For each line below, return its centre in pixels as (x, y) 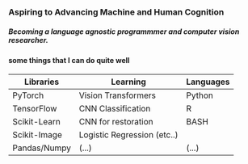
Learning (129, 82)
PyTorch (28, 95)
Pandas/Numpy (42, 148)
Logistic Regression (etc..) (129, 134)
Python (200, 95)
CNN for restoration (116, 121)
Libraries (42, 82)
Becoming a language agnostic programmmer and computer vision (124, 32)
